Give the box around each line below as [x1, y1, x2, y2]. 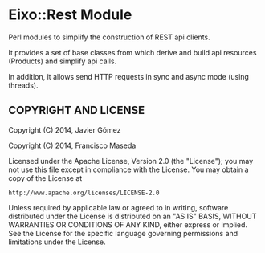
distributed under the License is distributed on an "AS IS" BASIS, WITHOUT [8, 211, 257, 221]
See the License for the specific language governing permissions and [8, 228, 238, 238]
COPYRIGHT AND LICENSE [8, 104, 145, 117]
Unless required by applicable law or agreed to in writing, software [8, 202, 229, 212]
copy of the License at [8, 173, 83, 182]
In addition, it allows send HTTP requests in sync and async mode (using [8, 71, 249, 81]
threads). [8, 80, 39, 90]
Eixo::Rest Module [8, 6, 132, 24]
